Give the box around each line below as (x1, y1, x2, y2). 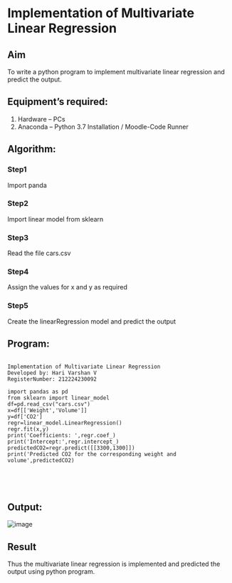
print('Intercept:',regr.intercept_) (7, 438, 120, 445)
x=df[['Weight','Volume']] (7, 407, 88, 414)
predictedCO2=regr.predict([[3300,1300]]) (7, 444, 135, 452)
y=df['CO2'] (7, 413, 43, 420)
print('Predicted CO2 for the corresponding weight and (7, 450, 176, 458)
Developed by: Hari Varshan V (7, 369, 97, 377)
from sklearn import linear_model (7, 394, 110, 402)
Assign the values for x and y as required (7, 283, 128, 291)
